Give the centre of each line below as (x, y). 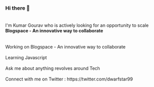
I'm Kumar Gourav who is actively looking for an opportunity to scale (77, 25)
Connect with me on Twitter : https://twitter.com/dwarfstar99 (69, 79)
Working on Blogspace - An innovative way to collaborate (66, 47)
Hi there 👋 (18, 8)
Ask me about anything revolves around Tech (53, 68)
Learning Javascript (26, 58)
